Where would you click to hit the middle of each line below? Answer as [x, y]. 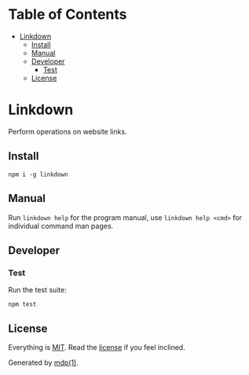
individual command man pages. [61, 226]
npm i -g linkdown [38, 175]
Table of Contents [68, 15]
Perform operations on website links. [68, 131]
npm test [22, 304]
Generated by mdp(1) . [43, 362]
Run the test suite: [37, 290]
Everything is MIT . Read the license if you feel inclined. [97, 347]
